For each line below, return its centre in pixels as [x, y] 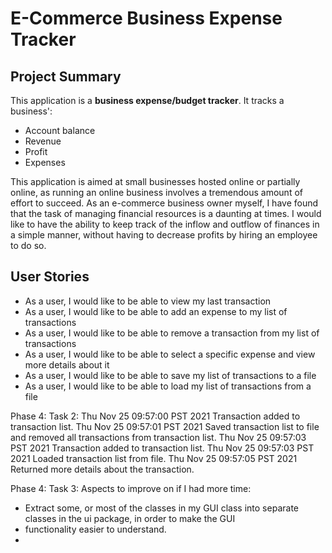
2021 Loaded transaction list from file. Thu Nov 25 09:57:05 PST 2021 [154, 458]
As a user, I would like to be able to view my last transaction [148, 301]
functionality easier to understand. [95, 529]
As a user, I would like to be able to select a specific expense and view [170, 354]
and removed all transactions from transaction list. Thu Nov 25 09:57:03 [158, 437]
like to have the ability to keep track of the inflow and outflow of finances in [165, 224]
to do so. [28, 245]
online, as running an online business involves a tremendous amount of [156, 192]
